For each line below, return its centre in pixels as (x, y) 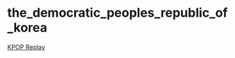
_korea (27, 28)
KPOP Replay (26, 47)
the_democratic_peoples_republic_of (117, 13)
